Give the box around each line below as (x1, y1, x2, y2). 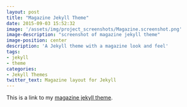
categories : (6, 65, 37, 72)
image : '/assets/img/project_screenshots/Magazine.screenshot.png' (6, 26, 183, 32)
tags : (6, 49, 20, 55)
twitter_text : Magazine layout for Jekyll (6, 77, 116, 83)
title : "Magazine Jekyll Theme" (6, 15, 89, 21)
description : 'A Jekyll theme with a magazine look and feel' (6, 43, 169, 50)
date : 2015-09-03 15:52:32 (6, 20, 75, 26)
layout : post (6, 9, 40, 15)
